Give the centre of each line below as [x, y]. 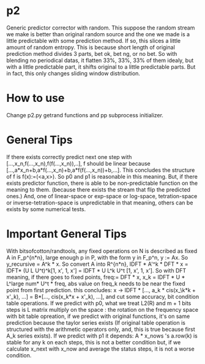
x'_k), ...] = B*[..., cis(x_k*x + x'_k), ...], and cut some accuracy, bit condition [103, 296]
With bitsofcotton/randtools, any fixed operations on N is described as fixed [102, 251]
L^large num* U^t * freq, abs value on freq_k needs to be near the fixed [96, 284]
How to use [35, 98]
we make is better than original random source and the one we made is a [98, 34]
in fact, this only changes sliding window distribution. [73, 73]
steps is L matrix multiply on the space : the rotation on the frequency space [102, 309]
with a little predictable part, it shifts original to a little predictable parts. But [101, 67]
